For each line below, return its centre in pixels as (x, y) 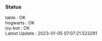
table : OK (15, 18)
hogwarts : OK (20, 23)
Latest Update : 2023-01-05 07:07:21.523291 (51, 34)
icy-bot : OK (17, 28)
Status (13, 7)
